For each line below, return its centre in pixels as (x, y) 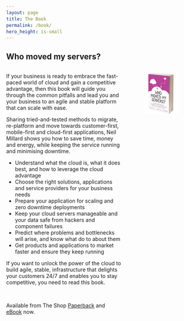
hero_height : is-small (34, 32)
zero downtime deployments (50, 207)
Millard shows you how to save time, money (60, 139)
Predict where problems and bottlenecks (65, 233)
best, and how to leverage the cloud (59, 169)
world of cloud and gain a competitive (69, 82)
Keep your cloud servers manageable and (66, 214)
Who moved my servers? (54, 56)
